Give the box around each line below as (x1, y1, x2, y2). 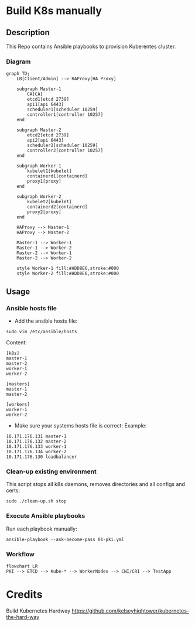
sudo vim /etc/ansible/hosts (6, 329, 77, 334)
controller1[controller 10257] (27, 112, 104, 118)
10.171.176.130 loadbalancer (6, 454, 77, 460)
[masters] (6, 381, 30, 387)
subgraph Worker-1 (16, 163, 61, 169)
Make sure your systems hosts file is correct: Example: (14, 422, 147, 429)
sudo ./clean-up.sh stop (6, 498, 67, 504)
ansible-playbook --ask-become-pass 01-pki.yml (6, 536, 125, 542)
